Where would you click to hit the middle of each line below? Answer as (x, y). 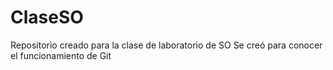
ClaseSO (47, 17)
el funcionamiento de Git (61, 55)
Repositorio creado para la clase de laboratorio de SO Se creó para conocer (166, 45)
